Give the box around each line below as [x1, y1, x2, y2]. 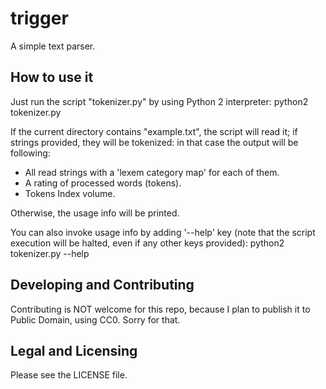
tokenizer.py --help [10, 247, 90, 259]
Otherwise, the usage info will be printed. [10, 207, 180, 219]
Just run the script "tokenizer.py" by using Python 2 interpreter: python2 [10, 95, 309, 107]
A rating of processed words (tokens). [24, 177, 182, 189]
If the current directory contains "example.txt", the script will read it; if [10, 125, 298, 137]
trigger [10, 7, 69, 30]
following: [10, 147, 51, 159]
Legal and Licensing [10, 342, 138, 359]
